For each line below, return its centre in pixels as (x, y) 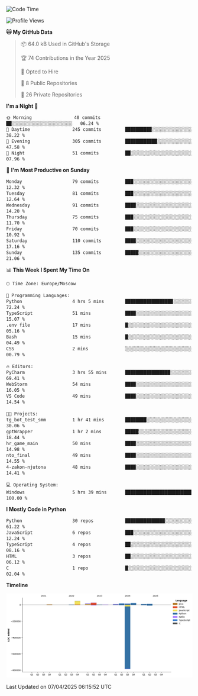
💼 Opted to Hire (40, 72)
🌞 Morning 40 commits (53, 118)
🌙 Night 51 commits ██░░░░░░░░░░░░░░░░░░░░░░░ (99, 153)
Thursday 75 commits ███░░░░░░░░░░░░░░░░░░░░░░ (99, 217)
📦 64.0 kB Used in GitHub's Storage (65, 44)
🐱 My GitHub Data (30, 32)
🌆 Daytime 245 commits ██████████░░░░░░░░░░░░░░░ (99, 130)
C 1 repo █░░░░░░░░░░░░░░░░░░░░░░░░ (99, 568)
